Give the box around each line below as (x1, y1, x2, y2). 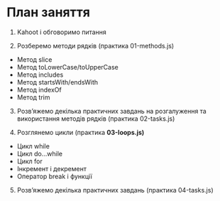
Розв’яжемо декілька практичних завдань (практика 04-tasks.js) (16, 185, 214, 194)
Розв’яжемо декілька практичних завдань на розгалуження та (16, 107, 207, 115)
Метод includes (16, 70, 64, 79)
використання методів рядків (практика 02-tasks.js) (16, 114, 175, 123)
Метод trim (16, 93, 50, 102)
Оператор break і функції (16, 172, 93, 180)
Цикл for (16, 157, 43, 165)
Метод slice (16, 55, 53, 64)
